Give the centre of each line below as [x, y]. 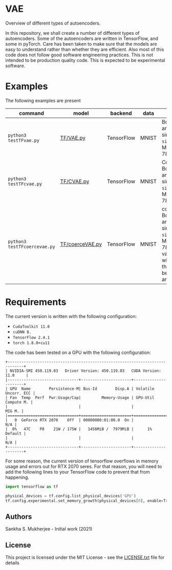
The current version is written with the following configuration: [71, 316]
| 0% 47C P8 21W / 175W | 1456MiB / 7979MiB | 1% [79, 429]
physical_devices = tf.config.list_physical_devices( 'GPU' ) [71, 496]
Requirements [36, 302]
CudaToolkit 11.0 [31, 326]
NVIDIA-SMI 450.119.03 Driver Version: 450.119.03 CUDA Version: [85, 371]
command [31, 113]
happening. [17, 477]
